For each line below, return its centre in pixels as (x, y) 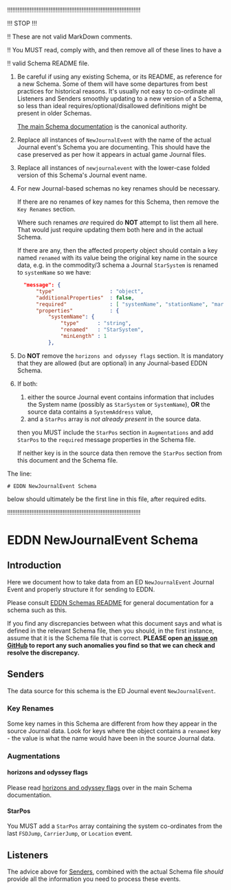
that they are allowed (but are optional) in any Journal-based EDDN (112, 363)
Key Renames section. (46, 209)
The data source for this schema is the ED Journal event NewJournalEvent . (111, 690)
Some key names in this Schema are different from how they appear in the (112, 723)
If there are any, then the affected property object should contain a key (117, 250)
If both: (27, 383)
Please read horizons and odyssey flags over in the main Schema (100, 787)
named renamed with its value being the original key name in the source (117, 258)
